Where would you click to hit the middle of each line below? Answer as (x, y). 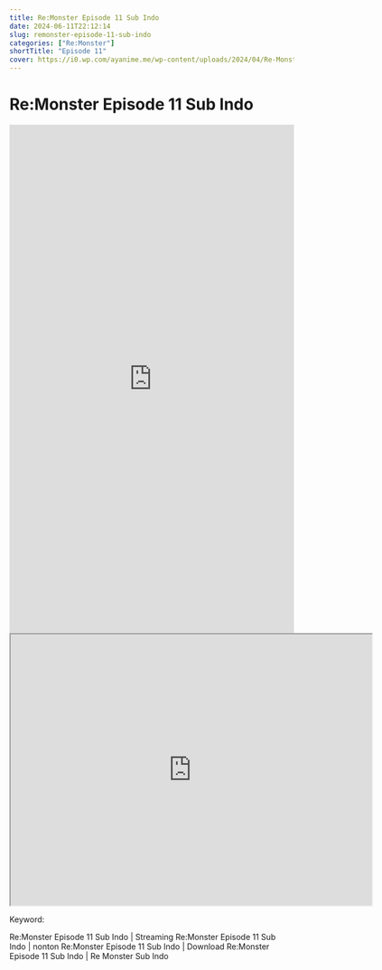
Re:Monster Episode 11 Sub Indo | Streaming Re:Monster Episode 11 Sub (143, 937)
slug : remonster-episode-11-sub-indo (80, 34)
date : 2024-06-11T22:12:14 (60, 26)
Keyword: (27, 919)
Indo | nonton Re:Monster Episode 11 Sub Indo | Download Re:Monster (140, 946)
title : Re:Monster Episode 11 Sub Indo (84, 18)
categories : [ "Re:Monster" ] (62, 43)
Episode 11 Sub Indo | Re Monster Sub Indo (89, 956)
